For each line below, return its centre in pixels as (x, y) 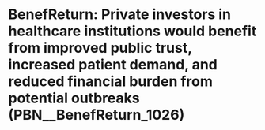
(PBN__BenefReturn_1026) (97, 115)
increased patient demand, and (113, 65)
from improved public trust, (100, 48)
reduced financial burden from (111, 82)
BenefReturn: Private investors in (120, 15)
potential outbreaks (74, 98)
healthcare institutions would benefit (132, 31)
